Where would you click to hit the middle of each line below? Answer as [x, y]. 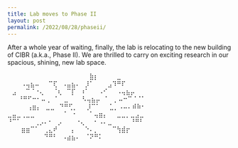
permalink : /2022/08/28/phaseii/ [57, 27]
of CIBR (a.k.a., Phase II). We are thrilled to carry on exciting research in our [118, 55]
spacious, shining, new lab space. [57, 63]
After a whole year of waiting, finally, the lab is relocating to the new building [119, 48]
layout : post [27, 21]
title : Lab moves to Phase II [52, 14]
